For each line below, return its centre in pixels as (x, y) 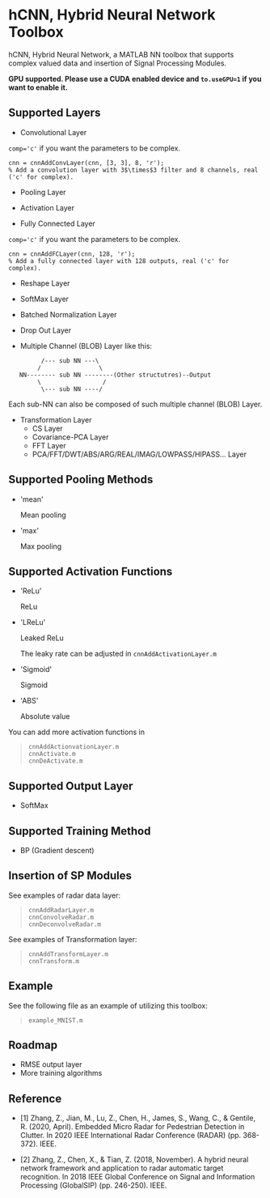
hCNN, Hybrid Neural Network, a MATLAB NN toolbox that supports (121, 54)
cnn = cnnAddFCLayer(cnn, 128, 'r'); (72, 254)
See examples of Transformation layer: (73, 939)
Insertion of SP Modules (70, 876)
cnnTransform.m (54, 961)
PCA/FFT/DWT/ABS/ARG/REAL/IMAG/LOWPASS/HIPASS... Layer (139, 454)
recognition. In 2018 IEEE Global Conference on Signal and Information (137, 1177)
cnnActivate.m (52, 754)
